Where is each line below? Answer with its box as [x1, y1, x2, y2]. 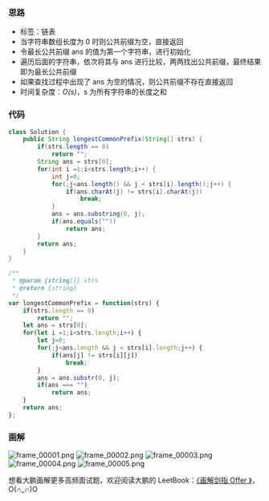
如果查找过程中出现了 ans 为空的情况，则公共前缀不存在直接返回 [19, 77, 234, 87]
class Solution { [8, 128, 67, 136]
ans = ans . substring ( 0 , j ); [51, 210, 146, 218]
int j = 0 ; [51, 173, 81, 181]
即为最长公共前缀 [19, 67, 77, 77]
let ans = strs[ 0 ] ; [22, 321, 88, 330]
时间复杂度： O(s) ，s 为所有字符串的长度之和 [19, 87, 167, 97]
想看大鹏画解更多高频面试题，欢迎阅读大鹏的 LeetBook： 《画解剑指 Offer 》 [8, 475, 253, 485]
